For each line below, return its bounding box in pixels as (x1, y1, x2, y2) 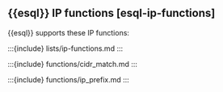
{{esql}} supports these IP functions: (7, 27, 130, 37)
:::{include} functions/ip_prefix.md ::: (7, 74, 130, 84)
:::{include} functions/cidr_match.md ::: (7, 59, 138, 69)
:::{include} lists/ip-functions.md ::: (7, 44, 123, 53)
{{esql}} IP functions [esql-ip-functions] (7, 6, 216, 20)
